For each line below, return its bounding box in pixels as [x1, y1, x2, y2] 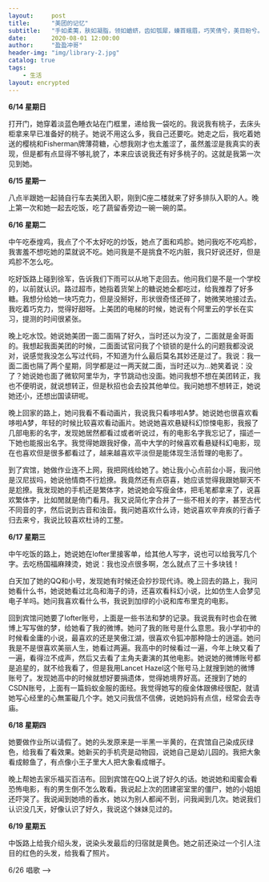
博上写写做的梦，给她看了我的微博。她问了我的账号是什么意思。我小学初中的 [8, 623, 261, 632]
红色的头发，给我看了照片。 [22, 848, 114, 857]
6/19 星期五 [8, 821, 46, 831]
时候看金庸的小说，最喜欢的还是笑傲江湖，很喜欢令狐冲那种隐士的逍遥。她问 [8, 633, 261, 643]
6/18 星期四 [8, 720, 46, 729]
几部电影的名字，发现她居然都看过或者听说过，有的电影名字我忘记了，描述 [8, 427, 254, 437]
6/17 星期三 [8, 531, 46, 541]
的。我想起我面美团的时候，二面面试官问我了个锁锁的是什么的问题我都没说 [8, 341, 254, 351]
